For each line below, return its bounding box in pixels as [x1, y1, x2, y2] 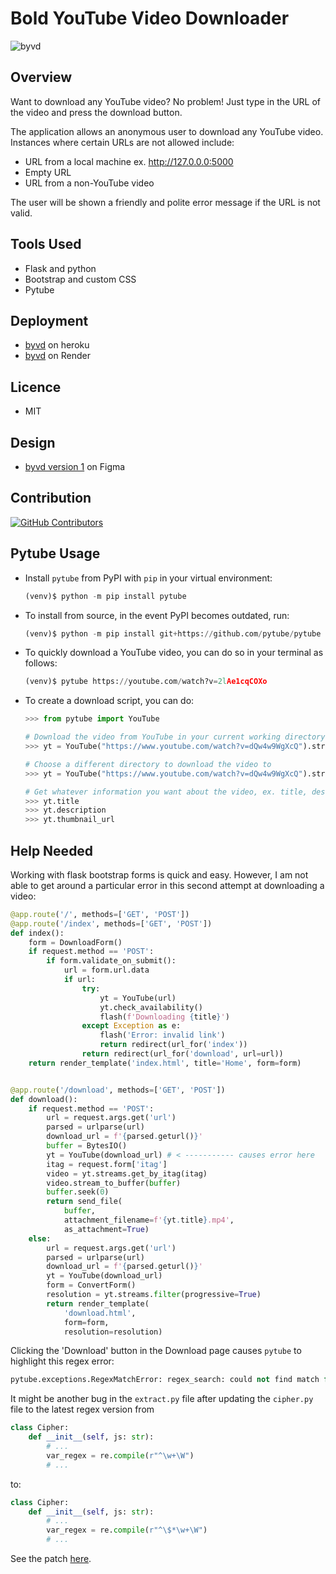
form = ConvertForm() [46, 1280, 137, 1291]
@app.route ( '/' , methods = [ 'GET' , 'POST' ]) [10, 909, 190, 919]
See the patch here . [10, 1553, 92, 1565]
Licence [10, 378, 62, 396]
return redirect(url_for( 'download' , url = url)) [81, 1049, 284, 1059]
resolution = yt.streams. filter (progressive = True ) [46, 1290, 262, 1300]
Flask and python [24, 262, 97, 274]
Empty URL [24, 166, 72, 178]
